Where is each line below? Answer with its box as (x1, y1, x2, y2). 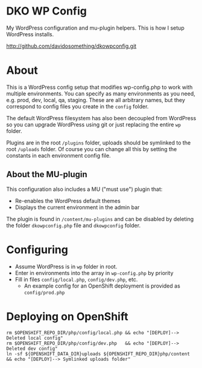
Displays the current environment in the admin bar (14, 204, 140, 211)
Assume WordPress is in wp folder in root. (14, 263, 118, 270)
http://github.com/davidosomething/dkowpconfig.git (6, 42, 137, 50)
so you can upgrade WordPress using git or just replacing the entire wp (6, 121, 181, 128)
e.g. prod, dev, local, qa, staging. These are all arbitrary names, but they (6, 96, 186, 103)
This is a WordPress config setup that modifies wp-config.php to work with (6, 83, 193, 91)
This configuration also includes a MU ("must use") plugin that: (6, 186, 163, 193)
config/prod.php (24, 289, 65, 295)
